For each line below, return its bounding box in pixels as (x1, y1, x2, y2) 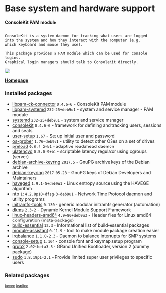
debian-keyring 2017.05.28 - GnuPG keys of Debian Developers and (12, 170, 151, 176)
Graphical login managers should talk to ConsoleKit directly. (5, 59, 139, 65)
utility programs (12, 196, 45, 202)
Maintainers (12, 175, 37, 181)
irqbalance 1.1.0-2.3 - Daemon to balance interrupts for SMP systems (12, 233, 157, 239)
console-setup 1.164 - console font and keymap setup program (12, 238, 142, 244)
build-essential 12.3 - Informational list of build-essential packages (12, 222, 150, 228)
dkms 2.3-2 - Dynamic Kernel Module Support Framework (12, 207, 131, 213)
